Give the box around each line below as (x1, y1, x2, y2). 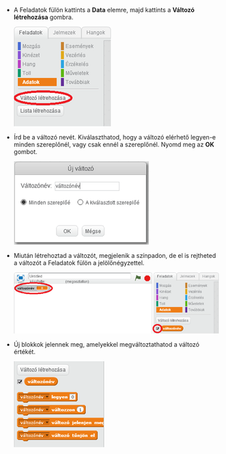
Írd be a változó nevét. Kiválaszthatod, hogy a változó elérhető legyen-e (13, 133, 216, 141)
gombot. (13, 148, 38, 156)
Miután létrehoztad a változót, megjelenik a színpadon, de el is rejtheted (13, 252, 216, 259)
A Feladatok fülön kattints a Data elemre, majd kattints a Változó (13, 6, 195, 14)
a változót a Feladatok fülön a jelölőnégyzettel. (13, 259, 145, 267)
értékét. (13, 347, 36, 356)
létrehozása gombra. (13, 13, 74, 21)
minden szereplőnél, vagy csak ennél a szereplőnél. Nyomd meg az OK (13, 140, 215, 148)
